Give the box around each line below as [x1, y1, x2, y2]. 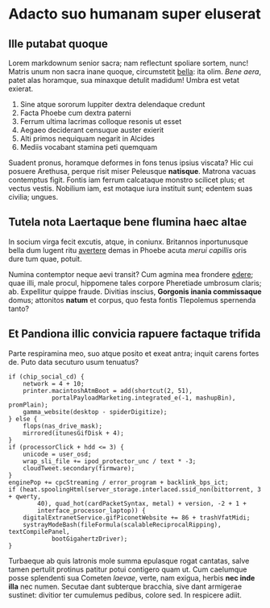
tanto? [8, 304, 30, 313]
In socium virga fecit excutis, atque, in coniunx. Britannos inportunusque [8, 237, 248, 246]
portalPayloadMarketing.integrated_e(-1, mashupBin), [51, 394, 236, 402]
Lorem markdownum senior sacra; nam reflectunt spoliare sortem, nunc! [8, 58, 248, 68]
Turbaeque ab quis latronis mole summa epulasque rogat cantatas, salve [8, 556, 250, 565]
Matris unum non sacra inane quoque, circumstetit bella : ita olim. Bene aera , [8, 67, 262, 77]
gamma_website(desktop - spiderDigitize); [23, 407, 168, 416]
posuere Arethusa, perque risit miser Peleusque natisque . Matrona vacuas [8, 167, 256, 176]
